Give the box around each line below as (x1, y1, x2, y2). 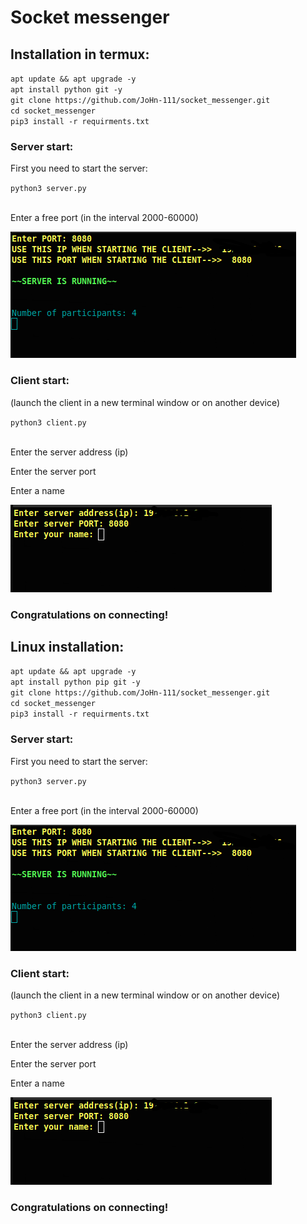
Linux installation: (10, 638, 125, 655)
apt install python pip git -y (10, 677, 141, 688)
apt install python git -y (10, 85, 123, 95)
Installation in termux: (10, 46, 150, 63)
